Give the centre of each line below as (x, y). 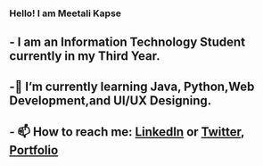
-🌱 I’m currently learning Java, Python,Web (132, 86)
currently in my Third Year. (85, 56)
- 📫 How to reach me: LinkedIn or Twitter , (127, 132)
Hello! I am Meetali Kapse (66, 13)
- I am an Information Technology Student (127, 42)
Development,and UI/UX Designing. (111, 100)
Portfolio (34, 150)
